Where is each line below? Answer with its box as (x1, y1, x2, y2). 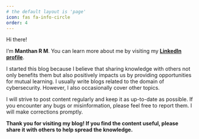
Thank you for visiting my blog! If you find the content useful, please (6, 120, 179, 127)
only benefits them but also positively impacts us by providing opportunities (6, 72, 192, 79)
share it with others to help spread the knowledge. (6, 126, 133, 134)
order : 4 (6, 20, 28, 26)
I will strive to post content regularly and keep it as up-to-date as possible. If (6, 96, 193, 103)
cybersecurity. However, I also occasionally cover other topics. (6, 84, 160, 91)
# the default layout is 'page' (6, 8, 86, 15)
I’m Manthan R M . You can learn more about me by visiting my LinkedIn (6, 48, 182, 55)
